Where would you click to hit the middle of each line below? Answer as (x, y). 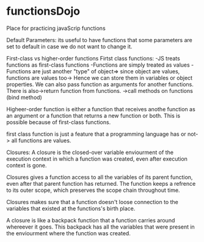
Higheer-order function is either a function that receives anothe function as (101, 109)
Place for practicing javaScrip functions (56, 28)
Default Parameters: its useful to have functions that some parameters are (99, 40)
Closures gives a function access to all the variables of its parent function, (100, 177)
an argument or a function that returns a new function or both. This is (93, 116)
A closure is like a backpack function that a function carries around (91, 220)
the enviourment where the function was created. (69, 233)
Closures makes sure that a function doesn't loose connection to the (92, 202)
